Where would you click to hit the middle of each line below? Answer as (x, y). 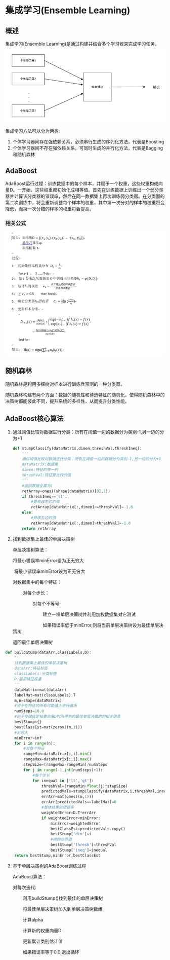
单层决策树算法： (30, 549)
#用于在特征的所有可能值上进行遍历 (46, 706)
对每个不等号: (47, 603)
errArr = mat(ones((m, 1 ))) (68, 797)
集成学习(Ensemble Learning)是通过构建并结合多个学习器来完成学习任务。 (82, 44)
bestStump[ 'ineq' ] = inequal (79, 850)
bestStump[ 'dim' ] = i (71, 834)
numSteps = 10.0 (29, 711)
